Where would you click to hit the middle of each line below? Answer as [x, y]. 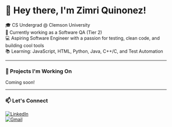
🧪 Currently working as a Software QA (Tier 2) [54, 32]
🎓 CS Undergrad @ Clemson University [48, 25]
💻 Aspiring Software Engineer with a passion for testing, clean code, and [83, 38]
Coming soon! [20, 82]
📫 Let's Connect [27, 101]
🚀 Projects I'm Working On [39, 71]
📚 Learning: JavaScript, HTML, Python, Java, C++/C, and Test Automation [84, 51]
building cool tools [25, 45]
